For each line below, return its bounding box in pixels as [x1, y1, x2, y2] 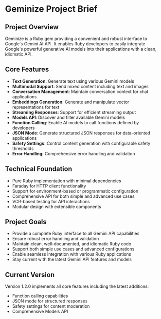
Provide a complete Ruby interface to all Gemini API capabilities [12, 230, 140, 237]
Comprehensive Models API [12, 308, 68, 315]
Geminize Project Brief [5, 3, 98, 15]
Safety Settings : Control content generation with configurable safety [12, 140, 151, 146]
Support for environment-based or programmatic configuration [12, 188, 139, 194]
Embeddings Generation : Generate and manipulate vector [12, 99, 129, 105]
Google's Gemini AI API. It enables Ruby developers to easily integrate [5, 41, 145, 47]
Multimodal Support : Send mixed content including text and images [12, 83, 149, 89]
